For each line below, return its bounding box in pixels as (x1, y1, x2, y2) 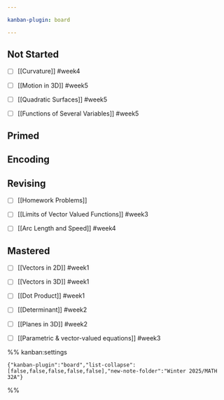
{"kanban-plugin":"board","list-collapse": (7, 361, 136, 368)
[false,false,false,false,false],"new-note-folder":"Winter (7, 367, 187, 375)
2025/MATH (188, 367, 218, 375)
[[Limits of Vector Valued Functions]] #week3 (17, 210, 148, 219)
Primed (7, 130, 40, 142)
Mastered (7, 244, 50, 256)
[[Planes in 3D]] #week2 (17, 319, 88, 328)
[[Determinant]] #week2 (17, 305, 87, 314)
